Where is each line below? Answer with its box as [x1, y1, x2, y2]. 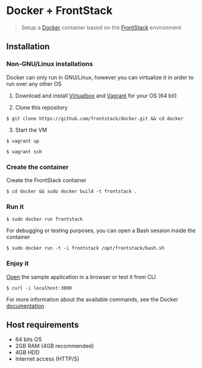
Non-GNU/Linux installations [6, 60, 93, 68]
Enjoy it [6, 260, 29, 268]
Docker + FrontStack [6, 4, 113, 18]
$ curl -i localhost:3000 [6, 285, 72, 291]
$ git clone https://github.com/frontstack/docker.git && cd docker [6, 115, 184, 122]
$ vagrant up [6, 138, 40, 144]
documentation [6, 302, 44, 310]
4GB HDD [15, 349, 40, 356]
